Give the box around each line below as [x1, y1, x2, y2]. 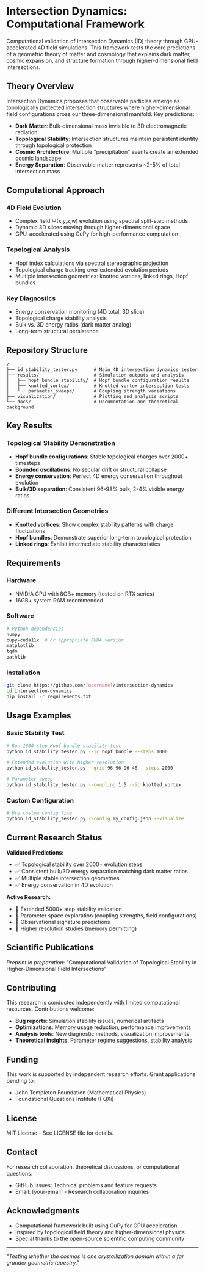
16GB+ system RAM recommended [15, 596, 104, 604]
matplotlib [6, 643, 34, 649]
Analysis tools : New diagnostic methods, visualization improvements [15, 1030, 190, 1038]
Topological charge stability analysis [15, 314, 107, 322]
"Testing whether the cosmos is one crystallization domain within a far [6, 1252, 184, 1260]
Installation [6, 668, 41, 677]
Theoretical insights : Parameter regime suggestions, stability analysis [15, 1036, 192, 1044]
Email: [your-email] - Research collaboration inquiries [15, 1188, 149, 1195]
